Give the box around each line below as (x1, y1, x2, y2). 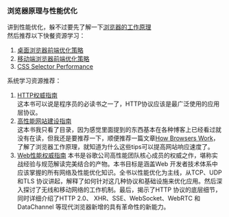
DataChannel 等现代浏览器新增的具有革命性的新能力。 (16, 203, 170, 211)
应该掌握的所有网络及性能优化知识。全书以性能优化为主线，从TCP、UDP (16, 168, 223, 176)
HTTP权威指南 (16, 91, 58, 100)
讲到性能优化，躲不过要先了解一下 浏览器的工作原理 (7, 23, 152, 32)
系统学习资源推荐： (7, 77, 62, 85)
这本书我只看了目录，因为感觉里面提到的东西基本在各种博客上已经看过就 (16, 126, 221, 134)
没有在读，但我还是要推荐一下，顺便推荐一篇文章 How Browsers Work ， (16, 134, 219, 142)
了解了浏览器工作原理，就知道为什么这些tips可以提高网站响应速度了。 (16, 143, 214, 151)
